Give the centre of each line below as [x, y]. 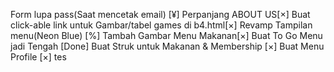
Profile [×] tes [38, 57]
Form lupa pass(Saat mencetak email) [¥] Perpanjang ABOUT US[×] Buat [160, 14]
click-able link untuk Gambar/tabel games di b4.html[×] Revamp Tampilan [161, 25]
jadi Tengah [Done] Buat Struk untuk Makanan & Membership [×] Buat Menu [167, 46]
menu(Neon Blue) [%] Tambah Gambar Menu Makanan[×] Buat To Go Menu [166, 35]
